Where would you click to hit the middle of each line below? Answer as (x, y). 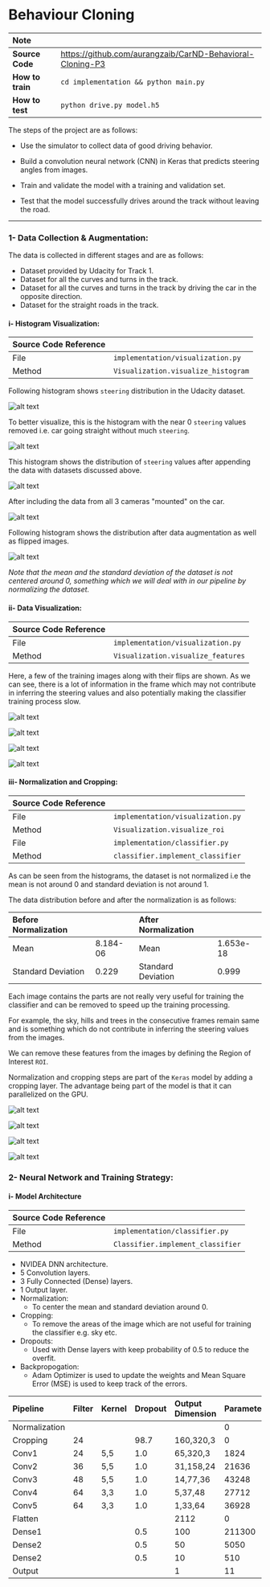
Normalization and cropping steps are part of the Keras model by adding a (131, 1077)
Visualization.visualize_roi (169, 829)
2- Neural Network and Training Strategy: (91, 1177)
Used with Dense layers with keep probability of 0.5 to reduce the (140, 1349)
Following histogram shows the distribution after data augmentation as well (133, 533)
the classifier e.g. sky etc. (75, 1332)
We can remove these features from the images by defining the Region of (130, 1053)
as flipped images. (39, 541)
